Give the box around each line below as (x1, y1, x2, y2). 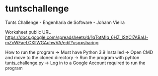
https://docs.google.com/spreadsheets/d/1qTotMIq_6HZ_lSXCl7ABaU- (5, 34, 149, 40)
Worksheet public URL (5, 29, 51, 35)
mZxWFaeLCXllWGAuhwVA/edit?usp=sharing (5, 39, 99, 45)
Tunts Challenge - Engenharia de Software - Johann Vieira (5, 19, 125, 25)
